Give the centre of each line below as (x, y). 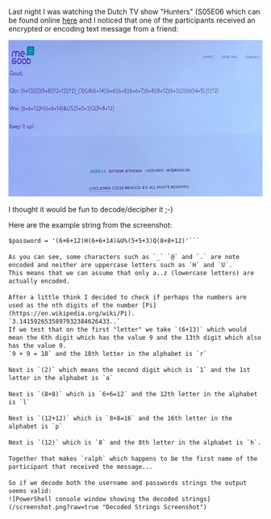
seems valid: (30, 492)
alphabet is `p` (35, 427)
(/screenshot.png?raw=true (54, 508)
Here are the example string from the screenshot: (90, 225)
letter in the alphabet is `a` (61, 379)
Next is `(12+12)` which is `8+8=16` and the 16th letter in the (120, 419)
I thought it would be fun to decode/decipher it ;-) (91, 210)
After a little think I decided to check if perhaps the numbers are (128, 298)
